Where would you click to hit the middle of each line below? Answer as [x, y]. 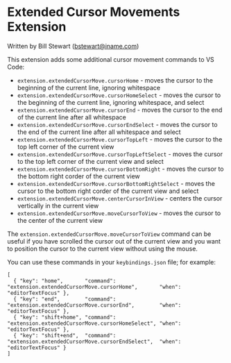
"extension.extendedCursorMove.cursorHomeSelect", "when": [94, 323]
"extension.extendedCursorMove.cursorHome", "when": [94, 287]
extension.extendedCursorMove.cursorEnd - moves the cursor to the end [120, 110]
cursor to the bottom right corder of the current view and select [108, 191]
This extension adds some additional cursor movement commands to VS [111, 59]
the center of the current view [60, 220]
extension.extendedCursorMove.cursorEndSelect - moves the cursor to [117, 124]
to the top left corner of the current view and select [91, 161]
